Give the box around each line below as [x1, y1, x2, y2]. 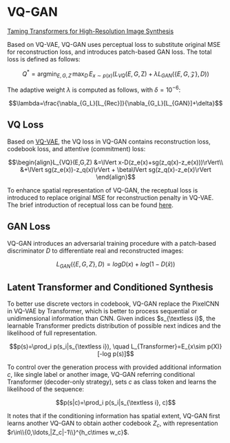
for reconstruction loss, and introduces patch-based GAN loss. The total [7, 48, 212, 56]
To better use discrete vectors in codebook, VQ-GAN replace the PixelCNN [7, 299, 220, 308]
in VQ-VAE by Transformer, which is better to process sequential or [7, 307, 198, 315]
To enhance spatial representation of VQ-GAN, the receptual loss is [7, 186, 198, 194]
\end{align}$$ [96, 173, 136, 181]
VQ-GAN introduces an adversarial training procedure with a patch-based [7, 239, 217, 247]
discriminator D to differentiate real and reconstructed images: [7, 246, 184, 255]
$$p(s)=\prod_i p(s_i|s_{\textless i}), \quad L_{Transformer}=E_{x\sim [9, 342, 206, 351]
